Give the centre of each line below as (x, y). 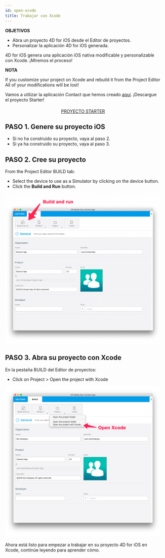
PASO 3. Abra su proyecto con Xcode (63, 358)
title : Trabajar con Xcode (33, 16)
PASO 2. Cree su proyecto (46, 160)
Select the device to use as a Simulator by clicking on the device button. (86, 181)
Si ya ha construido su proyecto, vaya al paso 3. (61, 144)
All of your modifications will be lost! (42, 85)
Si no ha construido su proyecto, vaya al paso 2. (61, 139)
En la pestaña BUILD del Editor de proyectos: (51, 369)
